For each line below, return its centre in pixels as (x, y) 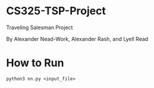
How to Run (35, 63)
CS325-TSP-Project (56, 11)
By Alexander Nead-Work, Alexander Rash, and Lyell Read (77, 39)
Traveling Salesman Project (40, 27)
